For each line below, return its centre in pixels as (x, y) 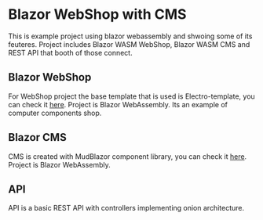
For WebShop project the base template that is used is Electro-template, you (131, 96)
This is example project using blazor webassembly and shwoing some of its (130, 36)
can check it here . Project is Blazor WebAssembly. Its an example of (118, 104)
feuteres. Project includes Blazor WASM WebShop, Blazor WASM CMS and (129, 44)
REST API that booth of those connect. (70, 52)
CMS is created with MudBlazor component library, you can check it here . (128, 156)
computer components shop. (55, 113)
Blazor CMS (37, 137)
